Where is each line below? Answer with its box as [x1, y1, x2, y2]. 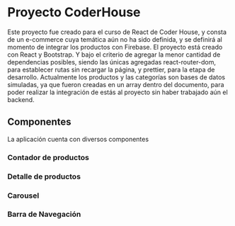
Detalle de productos [7, 171, 81, 181]
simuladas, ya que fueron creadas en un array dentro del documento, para [7, 80, 224, 89]
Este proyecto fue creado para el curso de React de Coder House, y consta [7, 28, 227, 36]
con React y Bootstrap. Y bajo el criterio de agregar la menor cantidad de [7, 50, 221, 59]
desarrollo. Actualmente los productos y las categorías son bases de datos [7, 72, 225, 81]
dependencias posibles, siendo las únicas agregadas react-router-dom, [7, 57, 217, 66]
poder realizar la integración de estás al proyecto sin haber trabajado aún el [7, 88, 228, 96]
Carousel [7, 191, 40, 200]
